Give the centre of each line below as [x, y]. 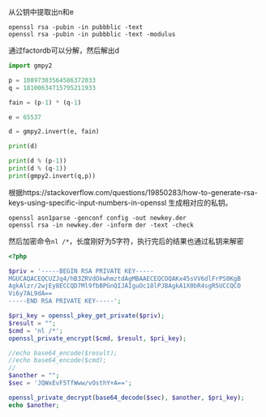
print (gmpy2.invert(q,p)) [52, 176]
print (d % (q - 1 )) [38, 168]
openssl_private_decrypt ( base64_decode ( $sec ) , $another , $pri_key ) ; [127, 398]
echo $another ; [34, 405]
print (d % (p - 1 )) [38, 161]
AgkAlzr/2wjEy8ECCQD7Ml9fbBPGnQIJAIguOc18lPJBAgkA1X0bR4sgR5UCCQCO [125, 286]
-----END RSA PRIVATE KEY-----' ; [65, 301]
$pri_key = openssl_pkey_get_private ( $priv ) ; [86, 316]
